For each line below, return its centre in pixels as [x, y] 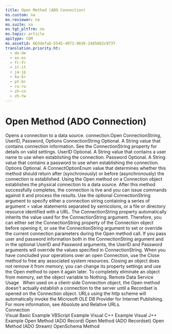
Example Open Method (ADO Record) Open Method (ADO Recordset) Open [85, 321]
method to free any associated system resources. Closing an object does [82, 261]
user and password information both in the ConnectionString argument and [84, 239]
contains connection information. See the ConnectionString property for [81, 146]
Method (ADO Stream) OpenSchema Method [52, 326]
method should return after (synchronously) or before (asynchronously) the [85, 174]
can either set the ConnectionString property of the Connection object [79, 223]
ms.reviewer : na [23, 19]
